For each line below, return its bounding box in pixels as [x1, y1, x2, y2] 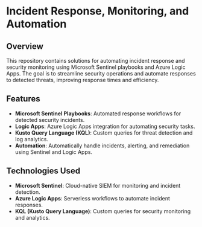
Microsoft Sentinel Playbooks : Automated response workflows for [14, 110, 181, 117]
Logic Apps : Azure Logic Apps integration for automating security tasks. [14, 123, 195, 130]
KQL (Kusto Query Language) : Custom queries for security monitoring [14, 207, 191, 215]
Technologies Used [6, 166, 80, 176]
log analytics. [14, 135, 49, 142]
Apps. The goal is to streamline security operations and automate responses [6, 70, 196, 77]
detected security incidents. [14, 116, 85, 123]
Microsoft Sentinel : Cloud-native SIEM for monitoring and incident [14, 182, 181, 189]
